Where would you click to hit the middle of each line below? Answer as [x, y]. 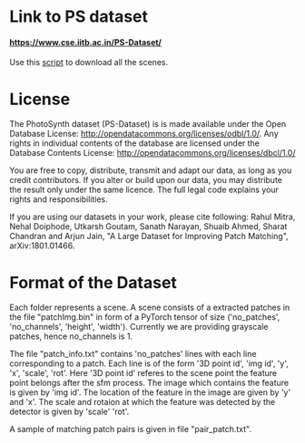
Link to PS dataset [79, 17]
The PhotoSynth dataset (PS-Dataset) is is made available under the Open [148, 124]
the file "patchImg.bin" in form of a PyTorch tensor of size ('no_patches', [145, 317]
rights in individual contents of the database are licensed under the [135, 143]
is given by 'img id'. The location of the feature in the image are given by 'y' [150, 392]
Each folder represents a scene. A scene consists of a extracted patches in [150, 308]
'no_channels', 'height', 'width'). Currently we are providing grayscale [139, 327]
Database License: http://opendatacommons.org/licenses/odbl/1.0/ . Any [144, 134]
